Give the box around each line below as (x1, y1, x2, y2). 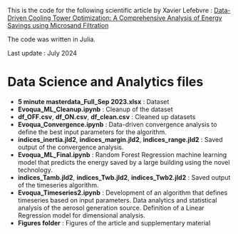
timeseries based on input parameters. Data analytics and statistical (17, 195, 217, 204)
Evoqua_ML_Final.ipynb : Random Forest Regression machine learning (17, 150, 227, 159)
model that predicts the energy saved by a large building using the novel (17, 158, 230, 166)
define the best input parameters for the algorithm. (17, 128, 167, 136)
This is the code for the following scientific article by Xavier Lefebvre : (7, 6, 212, 14)
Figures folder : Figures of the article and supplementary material (17, 218, 211, 227)
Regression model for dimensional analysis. (17, 210, 146, 220)
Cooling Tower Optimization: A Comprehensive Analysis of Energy (28, 14, 222, 22)
